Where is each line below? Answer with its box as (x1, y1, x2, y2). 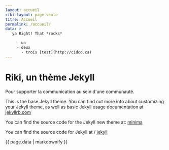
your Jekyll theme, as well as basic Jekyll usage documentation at (5, 104, 144, 110)
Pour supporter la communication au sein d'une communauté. (5, 88, 134, 95)
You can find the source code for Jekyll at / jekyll (5, 129, 108, 135)
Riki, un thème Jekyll (5, 72, 95, 83)
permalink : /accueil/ (5, 21, 51, 27)
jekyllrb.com (5, 109, 31, 115)
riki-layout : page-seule (5, 12, 58, 17)
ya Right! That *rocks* (12, 31, 62, 36)
